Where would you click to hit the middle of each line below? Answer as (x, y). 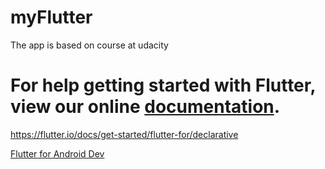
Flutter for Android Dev (57, 153)
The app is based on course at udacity (89, 45)
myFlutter (51, 17)
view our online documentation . (145, 107)
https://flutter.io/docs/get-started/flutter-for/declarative (124, 134)
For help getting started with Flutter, (163, 85)
